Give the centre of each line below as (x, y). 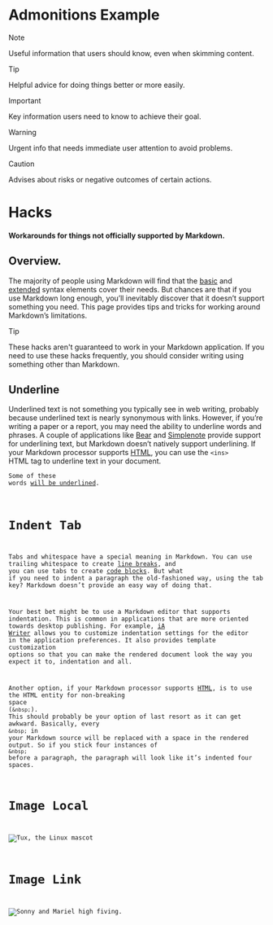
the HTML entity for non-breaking (67, 695)
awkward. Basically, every (54, 724)
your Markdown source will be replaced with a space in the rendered (129, 739)
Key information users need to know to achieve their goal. (105, 116)
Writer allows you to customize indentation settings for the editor (129, 633)
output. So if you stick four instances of (83, 745)
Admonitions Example (84, 15)
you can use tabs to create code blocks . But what (96, 572)
